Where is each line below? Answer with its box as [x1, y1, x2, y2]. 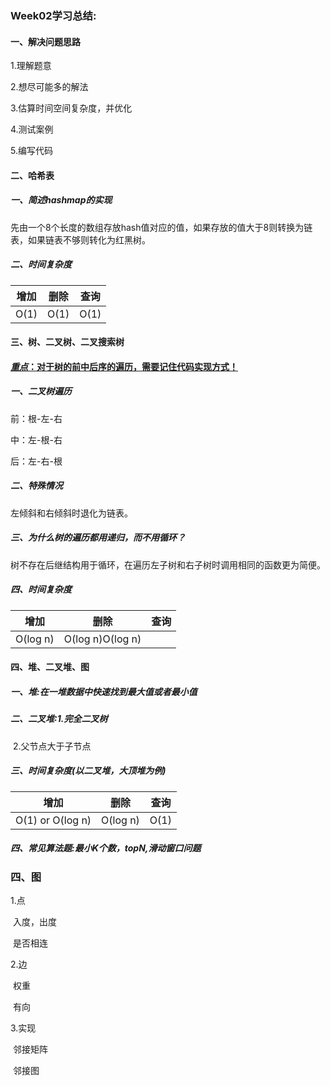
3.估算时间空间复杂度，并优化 [10, 102, 133, 114]
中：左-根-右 [10, 433, 63, 446]
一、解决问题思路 [10, 35, 81, 47]
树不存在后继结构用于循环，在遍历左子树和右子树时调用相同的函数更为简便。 [10, 558, 326, 571]
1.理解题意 [10, 60, 52, 72]
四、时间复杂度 [10, 583, 72, 596]
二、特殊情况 [10, 480, 63, 492]
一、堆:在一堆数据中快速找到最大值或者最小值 [10, 685, 198, 697]
